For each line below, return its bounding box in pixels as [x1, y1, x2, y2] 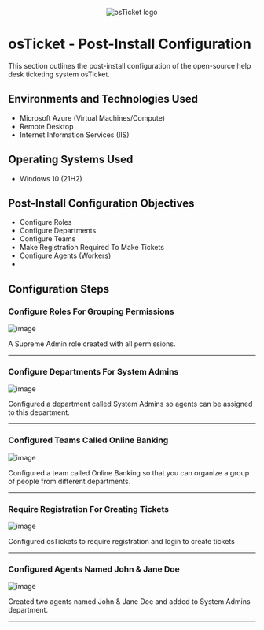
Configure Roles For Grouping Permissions [8, 306, 174, 317]
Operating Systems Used [8, 153, 134, 166]
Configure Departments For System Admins [8, 366, 179, 377]
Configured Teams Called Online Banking [8, 434, 169, 445]
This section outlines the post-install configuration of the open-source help [8, 61, 251, 70]
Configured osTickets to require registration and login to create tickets [8, 536, 236, 546]
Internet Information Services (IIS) [19, 130, 130, 140]
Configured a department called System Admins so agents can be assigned [8, 399, 253, 409]
